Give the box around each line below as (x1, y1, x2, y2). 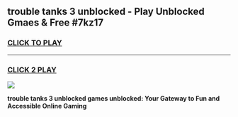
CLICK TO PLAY (7, 38, 62, 48)
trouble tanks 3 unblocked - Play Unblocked (7, 6, 205, 18)
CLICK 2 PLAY (7, 65, 57, 74)
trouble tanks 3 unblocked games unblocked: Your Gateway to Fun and (7, 94, 220, 102)
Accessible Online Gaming (7, 101, 87, 110)
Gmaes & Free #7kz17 (7, 17, 104, 29)
